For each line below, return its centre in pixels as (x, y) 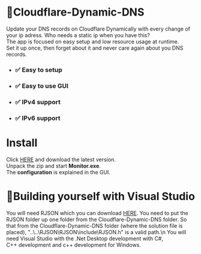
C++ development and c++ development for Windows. (73, 244)
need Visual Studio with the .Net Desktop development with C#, (85, 238)
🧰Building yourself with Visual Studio (100, 196)
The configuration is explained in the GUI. (58, 172)
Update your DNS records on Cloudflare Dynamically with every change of (98, 29)
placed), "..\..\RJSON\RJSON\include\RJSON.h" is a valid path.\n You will (96, 232)
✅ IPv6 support (37, 118)
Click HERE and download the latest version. (61, 159)
